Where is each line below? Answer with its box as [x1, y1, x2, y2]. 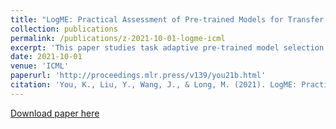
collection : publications [10, 24, 118, 34]
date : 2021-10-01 [10, 52, 83, 62]
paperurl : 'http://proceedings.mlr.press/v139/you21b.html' [10, 71, 267, 81]
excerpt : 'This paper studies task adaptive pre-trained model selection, [10, 42, 329, 53]
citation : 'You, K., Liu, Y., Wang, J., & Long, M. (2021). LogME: [10, 80, 298, 90]
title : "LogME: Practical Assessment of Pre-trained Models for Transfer [10, 14, 325, 25]
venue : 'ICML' [10, 61, 70, 71]
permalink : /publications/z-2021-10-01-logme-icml [10, 33, 226, 43]
